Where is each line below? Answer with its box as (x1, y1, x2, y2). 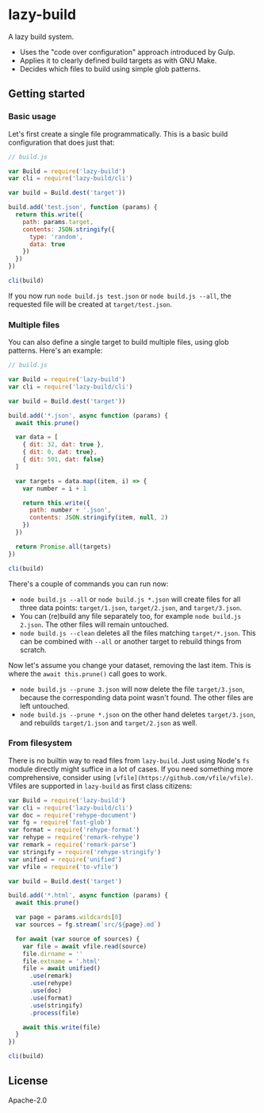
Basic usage (8, 111, 57, 122)
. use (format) (29, 994, 73, 1002)
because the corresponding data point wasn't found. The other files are (19, 693, 254, 702)
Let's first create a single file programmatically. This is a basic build (8, 129, 228, 138)
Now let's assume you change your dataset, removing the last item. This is (8, 660, 251, 670)
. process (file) (29, 1009, 80, 1017)
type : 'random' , (29, 233, 83, 241)
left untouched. (19, 701, 70, 710)
